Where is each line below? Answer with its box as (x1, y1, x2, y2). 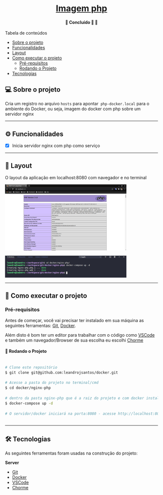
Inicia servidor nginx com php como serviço (12, 143, 100, 149)
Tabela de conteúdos (5, 30, 48, 36)
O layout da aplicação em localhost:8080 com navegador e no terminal (5, 174, 147, 180)
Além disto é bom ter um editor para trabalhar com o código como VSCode (5, 332, 155, 338)
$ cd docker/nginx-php (5, 385, 51, 390)
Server (5, 460, 19, 466)
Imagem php (55, 3, 108, 14)
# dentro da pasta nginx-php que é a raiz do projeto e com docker (5, 396, 145, 400)
